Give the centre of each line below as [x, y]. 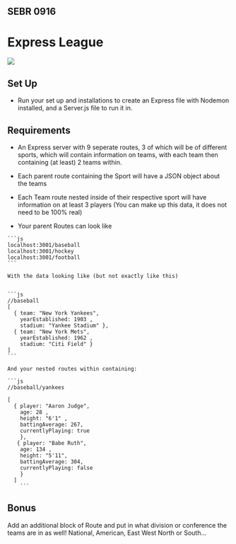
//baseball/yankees [36, 387]
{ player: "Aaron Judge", [52, 406]
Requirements [39, 130]
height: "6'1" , [44, 418]
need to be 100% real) [50, 212]
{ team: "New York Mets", [52, 332]
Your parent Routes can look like [65, 226]
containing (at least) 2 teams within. [70, 162]
